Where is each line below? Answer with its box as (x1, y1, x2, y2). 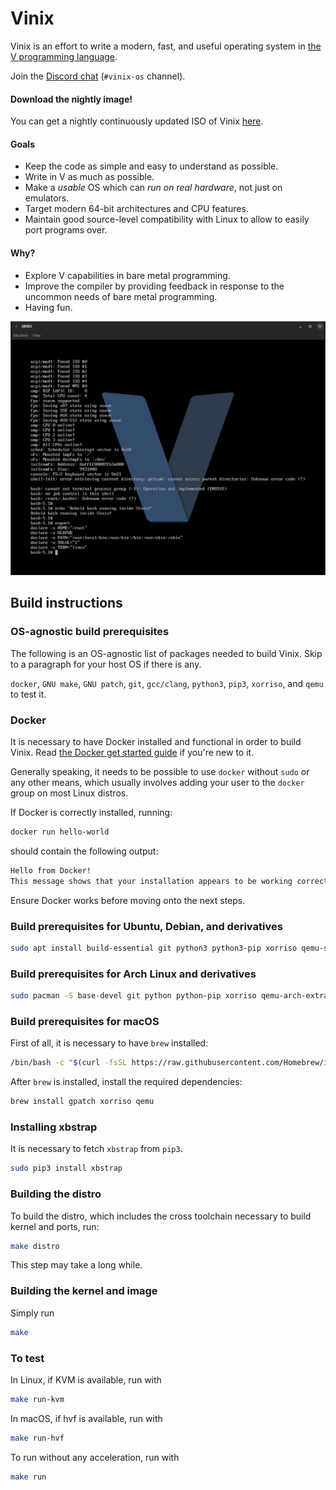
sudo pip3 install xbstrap (10, 1163, 123, 1174)
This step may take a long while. (10, 1259, 143, 1271)
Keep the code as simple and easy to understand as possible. (24, 160, 279, 172)
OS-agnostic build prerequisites (10, 625, 170, 639)
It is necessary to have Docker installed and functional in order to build (10, 736, 302, 748)
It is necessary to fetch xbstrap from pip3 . (10, 1143, 183, 1155)
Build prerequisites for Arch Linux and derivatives (10, 967, 257, 981)
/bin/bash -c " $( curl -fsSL (10, 1058, 128, 1068)
